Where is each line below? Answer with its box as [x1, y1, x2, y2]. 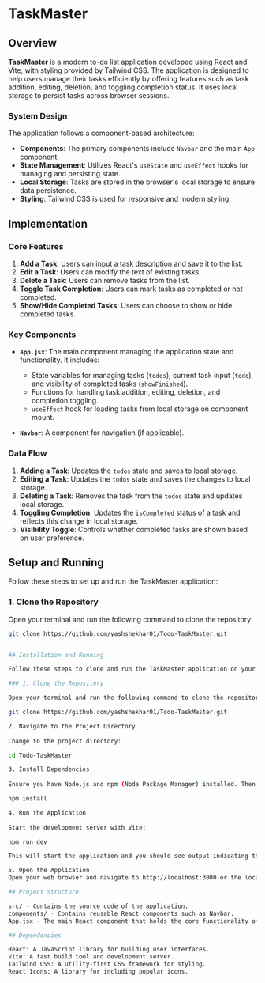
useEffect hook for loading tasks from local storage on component [31, 404, 248, 414]
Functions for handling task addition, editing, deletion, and [31, 388, 221, 397]
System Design [8, 110, 68, 121]
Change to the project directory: [8, 737, 122, 745]
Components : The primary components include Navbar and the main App [19, 144, 255, 153]
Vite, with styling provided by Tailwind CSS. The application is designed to [8, 66, 250, 75]
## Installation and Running [8, 651, 104, 659]
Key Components [8, 329, 77, 340]
